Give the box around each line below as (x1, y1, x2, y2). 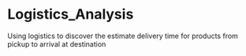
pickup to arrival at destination (7, 39, 106, 48)
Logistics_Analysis (7, 5, 134, 23)
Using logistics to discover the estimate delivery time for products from (7, 31, 238, 40)
